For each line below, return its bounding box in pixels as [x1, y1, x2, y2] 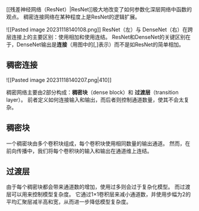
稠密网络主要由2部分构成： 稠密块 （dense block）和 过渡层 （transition [6, 88, 179, 96]
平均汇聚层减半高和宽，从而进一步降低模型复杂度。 [6, 198, 132, 206]
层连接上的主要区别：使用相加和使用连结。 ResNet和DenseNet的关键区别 [6, 33, 186, 41]
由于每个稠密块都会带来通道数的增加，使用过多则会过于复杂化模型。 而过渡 [6, 184, 191, 191]
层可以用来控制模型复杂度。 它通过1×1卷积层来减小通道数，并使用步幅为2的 [6, 191, 191, 198]
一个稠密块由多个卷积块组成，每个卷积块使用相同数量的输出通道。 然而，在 [6, 140, 191, 147]
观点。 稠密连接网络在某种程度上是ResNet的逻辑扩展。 [6, 13, 141, 20]
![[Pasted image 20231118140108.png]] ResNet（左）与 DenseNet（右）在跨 [6, 26, 194, 33]
